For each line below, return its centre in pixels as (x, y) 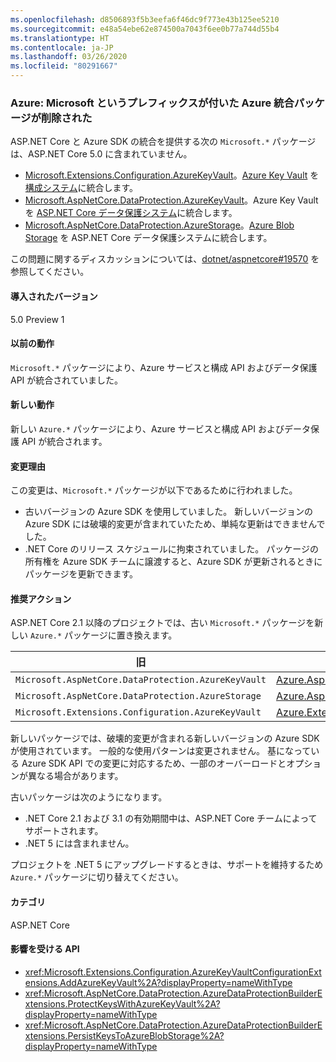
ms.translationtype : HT (60, 38)
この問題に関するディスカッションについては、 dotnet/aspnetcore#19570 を (165, 259)
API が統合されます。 (64, 441)
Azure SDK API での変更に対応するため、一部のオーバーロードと (154, 763)
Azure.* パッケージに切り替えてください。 (97, 877)
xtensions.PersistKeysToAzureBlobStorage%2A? (124, 1035)
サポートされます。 (64, 831)
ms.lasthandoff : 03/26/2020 (69, 57)
